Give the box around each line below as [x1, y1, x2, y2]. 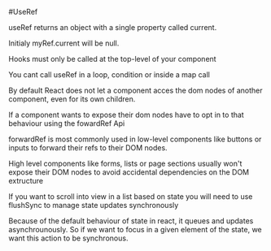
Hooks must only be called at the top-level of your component [8, 54, 217, 63]
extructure [8, 176, 43, 185]
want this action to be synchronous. [8, 233, 129, 243]
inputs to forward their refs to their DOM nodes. [8, 143, 168, 153]
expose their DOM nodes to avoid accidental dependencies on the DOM [8, 167, 250, 177]
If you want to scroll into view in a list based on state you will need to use [8, 192, 253, 201]
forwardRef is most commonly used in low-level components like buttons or [8, 134, 262, 144]
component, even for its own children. [8, 94, 136, 104]
